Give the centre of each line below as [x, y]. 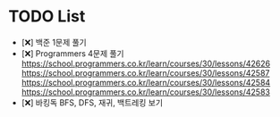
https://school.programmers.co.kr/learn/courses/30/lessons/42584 [146, 82]
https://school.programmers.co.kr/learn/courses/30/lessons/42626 [145, 63]
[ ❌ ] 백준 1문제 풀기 [54, 42]
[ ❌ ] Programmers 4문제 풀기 [72, 53]
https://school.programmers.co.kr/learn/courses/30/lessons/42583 [145, 92]
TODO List [47, 17]
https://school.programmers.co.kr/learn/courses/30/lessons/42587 [145, 72]
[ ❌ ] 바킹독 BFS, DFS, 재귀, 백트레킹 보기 [92, 102]
